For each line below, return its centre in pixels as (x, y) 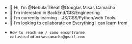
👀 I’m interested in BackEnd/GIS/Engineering (54, 13)
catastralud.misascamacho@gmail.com (47, 37)
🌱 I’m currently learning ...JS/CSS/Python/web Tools (63, 18)
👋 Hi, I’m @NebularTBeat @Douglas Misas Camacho (62, 7)
